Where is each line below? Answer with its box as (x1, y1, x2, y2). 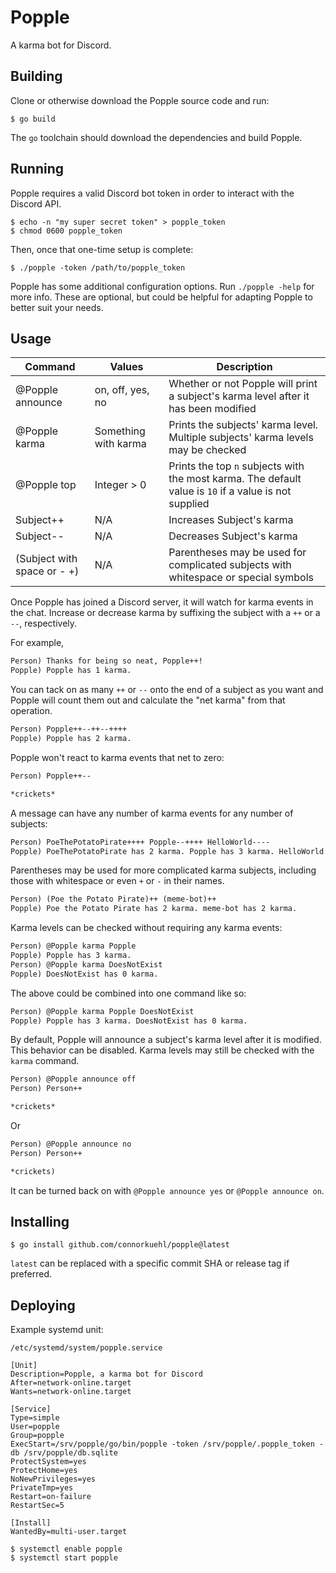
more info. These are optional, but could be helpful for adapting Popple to (10, 291, 313, 303)
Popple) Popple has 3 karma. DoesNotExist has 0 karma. (10, 1016, 248, 1026)
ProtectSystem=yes (10, 1457, 87, 1467)
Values (109, 360, 144, 374)
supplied (168, 497, 210, 511)
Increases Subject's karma (168, 513, 294, 527)
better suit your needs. (10, 301, 104, 313)
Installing (10, 1214, 70, 1231)
